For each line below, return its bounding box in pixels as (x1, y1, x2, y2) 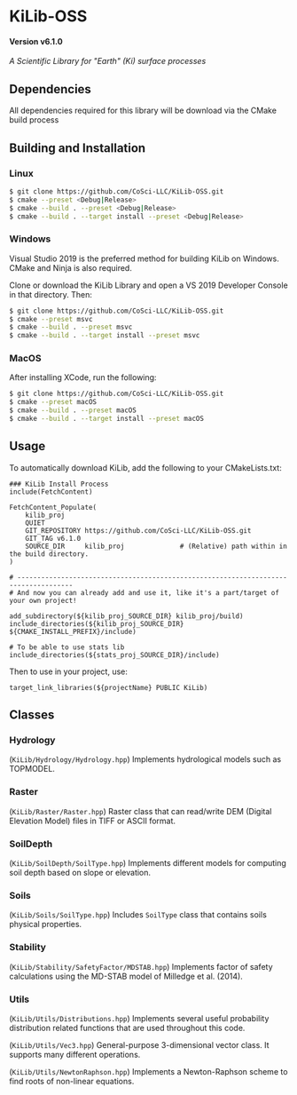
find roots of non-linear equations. (9, 1075, 135, 1086)
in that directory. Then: (9, 289, 93, 299)
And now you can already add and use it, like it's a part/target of (17, 588, 279, 597)
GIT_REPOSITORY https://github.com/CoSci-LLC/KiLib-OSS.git (25, 526, 252, 535)
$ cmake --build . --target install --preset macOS (9, 415, 204, 424)
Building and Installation (9, 140, 146, 155)
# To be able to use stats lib (9, 642, 125, 652)
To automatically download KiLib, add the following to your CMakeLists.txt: (9, 462, 282, 472)
